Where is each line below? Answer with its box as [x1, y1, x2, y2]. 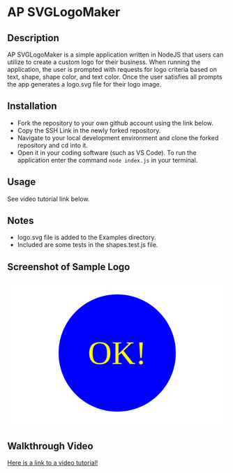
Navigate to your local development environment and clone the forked [17, 133, 219, 142]
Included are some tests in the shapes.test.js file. [17, 241, 158, 249]
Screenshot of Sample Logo [7, 261, 130, 273]
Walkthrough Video [7, 440, 93, 452]
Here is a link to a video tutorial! [7, 458, 98, 467]
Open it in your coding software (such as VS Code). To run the [17, 148, 197, 157]
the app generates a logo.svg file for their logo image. [7, 80, 162, 88]
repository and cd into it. [17, 141, 89, 149]
